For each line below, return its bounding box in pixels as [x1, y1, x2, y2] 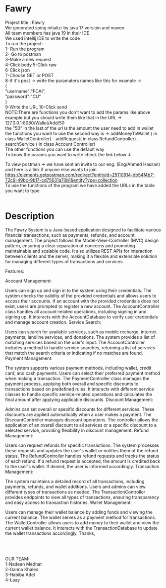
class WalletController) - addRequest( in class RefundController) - [5, 135, 140, 142]
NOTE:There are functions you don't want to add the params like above [5, 109, 151, 115]
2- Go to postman [5, 51, 41, 57]
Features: [5, 268, 25, 274]
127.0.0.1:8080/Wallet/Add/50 [5, 120, 65, 126]
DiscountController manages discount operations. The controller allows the [5, 416, 159, 423]
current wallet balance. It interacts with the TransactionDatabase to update [5, 525, 158, 531]
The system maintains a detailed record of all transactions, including [5, 478, 145, 484]
